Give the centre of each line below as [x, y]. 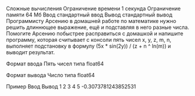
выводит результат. [31, 52]
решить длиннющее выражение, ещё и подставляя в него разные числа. [98, 27]
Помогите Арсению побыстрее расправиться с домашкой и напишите [95, 34]
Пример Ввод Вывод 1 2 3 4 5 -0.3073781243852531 [71, 87]
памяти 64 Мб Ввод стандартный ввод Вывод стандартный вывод [89, 15]
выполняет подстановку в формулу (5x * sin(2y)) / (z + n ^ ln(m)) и [89, 46]
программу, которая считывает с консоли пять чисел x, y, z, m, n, [89, 40]
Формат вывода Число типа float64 [51, 75]
